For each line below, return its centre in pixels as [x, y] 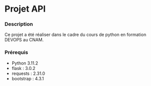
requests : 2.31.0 [28, 73]
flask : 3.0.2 [23, 68]
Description [19, 24]
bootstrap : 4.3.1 [28, 78]
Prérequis [16, 52]
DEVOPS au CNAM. [24, 40]
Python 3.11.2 [25, 63]
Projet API [25, 9]
